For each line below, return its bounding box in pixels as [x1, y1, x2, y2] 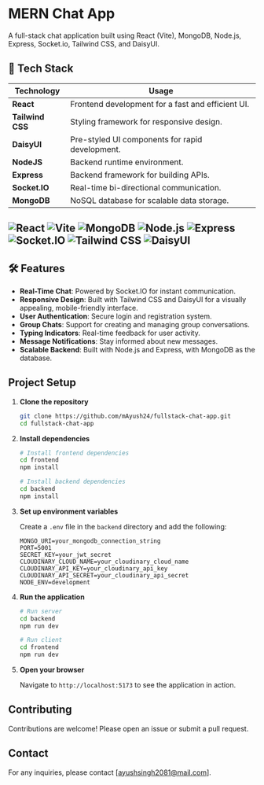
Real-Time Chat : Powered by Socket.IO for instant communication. [19, 286, 236, 296]
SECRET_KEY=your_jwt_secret [19, 551, 112, 558]
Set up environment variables [19, 507, 119, 516]
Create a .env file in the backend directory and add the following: [19, 521, 227, 531]
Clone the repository [19, 396, 89, 406]
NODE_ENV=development [19, 578, 90, 586]
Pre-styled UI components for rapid [70, 134, 203, 145]
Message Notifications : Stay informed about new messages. [19, 336, 218, 346]
